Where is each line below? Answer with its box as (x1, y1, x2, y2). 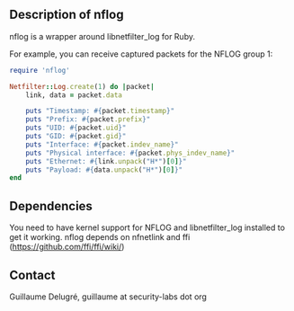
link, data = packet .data (25, 90, 123, 100)
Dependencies (9, 198, 93, 214)
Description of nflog (9, 7, 124, 22)
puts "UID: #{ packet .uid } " (25, 123, 127, 133)
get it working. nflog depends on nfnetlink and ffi (9, 232, 191, 243)
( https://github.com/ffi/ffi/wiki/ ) (9, 242, 125, 253)
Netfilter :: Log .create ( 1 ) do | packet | (9, 82, 155, 91)
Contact (9, 267, 56, 282)
